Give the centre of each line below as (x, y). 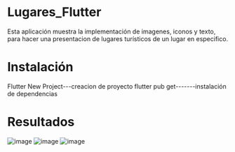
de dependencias (33, 93)
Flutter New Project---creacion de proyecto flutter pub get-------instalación (117, 86)
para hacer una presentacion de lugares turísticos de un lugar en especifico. (118, 38)
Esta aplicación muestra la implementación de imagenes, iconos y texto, (112, 31)
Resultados (41, 122)
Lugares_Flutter (54, 12)
